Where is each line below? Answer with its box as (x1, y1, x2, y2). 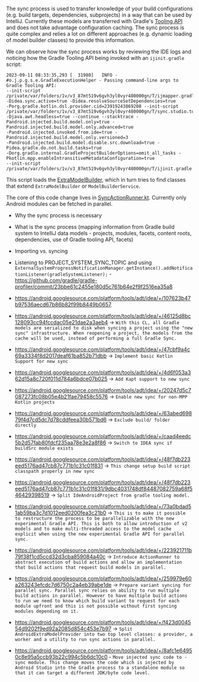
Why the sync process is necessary (14, 212, 102, 219)
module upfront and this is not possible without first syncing (14, 603, 177, 609)
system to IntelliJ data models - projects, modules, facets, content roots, (14, 230, 192, 236)
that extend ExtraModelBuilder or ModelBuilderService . (6, 182, 140, 190)
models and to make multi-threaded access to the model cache (14, 526, 172, 532)
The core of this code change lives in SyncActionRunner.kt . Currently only (6, 194, 187, 201)
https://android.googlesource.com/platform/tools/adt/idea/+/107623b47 (14, 295, 191, 302)
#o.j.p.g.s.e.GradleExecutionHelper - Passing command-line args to (6, 77, 179, 83)
